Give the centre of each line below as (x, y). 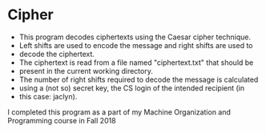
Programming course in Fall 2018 (62, 120)
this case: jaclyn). (48, 96)
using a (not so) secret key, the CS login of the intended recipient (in (132, 88)
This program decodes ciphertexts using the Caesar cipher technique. (135, 37)
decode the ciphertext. (57, 54)
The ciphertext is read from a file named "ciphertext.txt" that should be (136, 62)
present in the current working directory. (86, 71)
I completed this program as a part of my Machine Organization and (119, 112)
